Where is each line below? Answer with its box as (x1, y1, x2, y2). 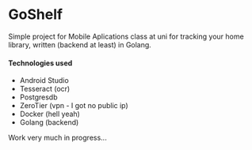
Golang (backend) (19, 118, 79, 127)
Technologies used (8, 58, 73, 68)
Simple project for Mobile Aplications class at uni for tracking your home (8, 32, 244, 41)
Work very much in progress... (8, 133, 107, 143)
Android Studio (19, 76, 69, 85)
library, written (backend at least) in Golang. (8, 39, 152, 49)
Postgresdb (19, 92, 58, 102)
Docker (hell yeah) (19, 109, 81, 119)
